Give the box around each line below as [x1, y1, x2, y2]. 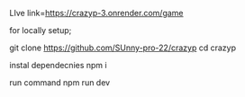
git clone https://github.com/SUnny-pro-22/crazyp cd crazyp [9, 42, 237, 53]
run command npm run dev [9, 77, 111, 88]
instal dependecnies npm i [9, 60, 107, 70]
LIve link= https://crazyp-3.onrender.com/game [9, 8, 184, 18]
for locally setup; [9, 25, 72, 35]
